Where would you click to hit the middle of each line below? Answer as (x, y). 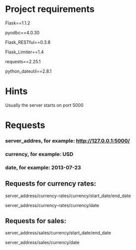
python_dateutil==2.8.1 (28, 71)
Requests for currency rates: (51, 184)
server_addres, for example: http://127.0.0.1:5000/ (68, 140)
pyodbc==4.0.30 (22, 32)
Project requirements (50, 9)
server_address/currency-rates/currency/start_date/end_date (68, 196)
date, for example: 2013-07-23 (43, 167)
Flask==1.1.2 (18, 23)
